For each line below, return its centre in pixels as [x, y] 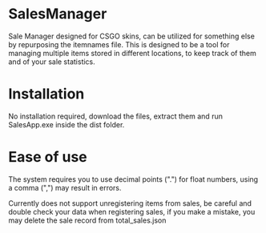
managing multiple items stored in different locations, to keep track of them [132, 53]
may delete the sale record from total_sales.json [87, 220]
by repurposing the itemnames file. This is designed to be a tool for [119, 44]
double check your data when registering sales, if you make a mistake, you [132, 211]
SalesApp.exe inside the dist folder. [66, 124]
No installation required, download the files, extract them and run [115, 116]
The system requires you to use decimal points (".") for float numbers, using [133, 179]
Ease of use [48, 157]
